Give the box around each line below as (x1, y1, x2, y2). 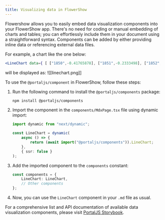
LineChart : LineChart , (21, 177, 68, 182)
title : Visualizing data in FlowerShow (5, 7, 87, 12)
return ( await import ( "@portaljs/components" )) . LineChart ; (30, 140, 154, 145)
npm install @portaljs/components (12, 98, 83, 103)
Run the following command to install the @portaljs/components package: (12, 89, 161, 94)
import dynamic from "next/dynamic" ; (12, 122, 90, 127)
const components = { (12, 172, 57, 177)
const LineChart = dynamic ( (12, 131, 70, 136)
